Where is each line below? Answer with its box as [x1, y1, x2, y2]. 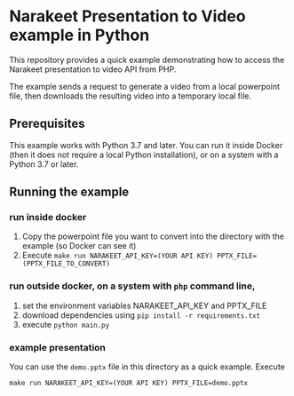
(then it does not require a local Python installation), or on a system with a [9, 149, 279, 160]
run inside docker [9, 211, 87, 224]
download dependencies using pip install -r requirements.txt [21, 309, 260, 321]
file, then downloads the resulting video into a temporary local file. [9, 91, 251, 101]
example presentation [9, 341, 107, 353]
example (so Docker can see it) [21, 241, 137, 251]
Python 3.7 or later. [9, 158, 79, 170]
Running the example [9, 185, 130, 200]
